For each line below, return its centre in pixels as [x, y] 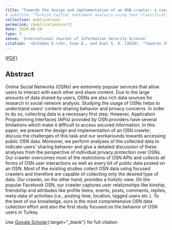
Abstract [20, 74]
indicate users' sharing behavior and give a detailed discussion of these [81, 146]
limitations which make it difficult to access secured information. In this [80, 125]
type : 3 [14, 34]
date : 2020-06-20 [24, 29]
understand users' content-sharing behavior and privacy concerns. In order [85, 108]
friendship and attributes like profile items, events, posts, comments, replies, [86, 190]
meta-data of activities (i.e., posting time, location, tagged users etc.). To [82, 196]
